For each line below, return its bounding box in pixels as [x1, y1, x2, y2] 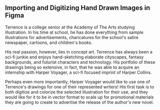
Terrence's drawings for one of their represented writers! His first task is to [5, 84, 154, 90]
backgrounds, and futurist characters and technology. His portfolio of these [5, 59, 156, 65]
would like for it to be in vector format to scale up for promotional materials [5, 94, 154, 100]
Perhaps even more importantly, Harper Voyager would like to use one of [5, 79, 150, 84]
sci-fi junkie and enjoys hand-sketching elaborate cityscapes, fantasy [5, 54, 144, 60]
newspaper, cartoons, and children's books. [5, 40, 93, 45]
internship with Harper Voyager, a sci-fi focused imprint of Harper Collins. [5, 69, 152, 75]
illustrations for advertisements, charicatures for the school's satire [5, 34, 139, 40]
